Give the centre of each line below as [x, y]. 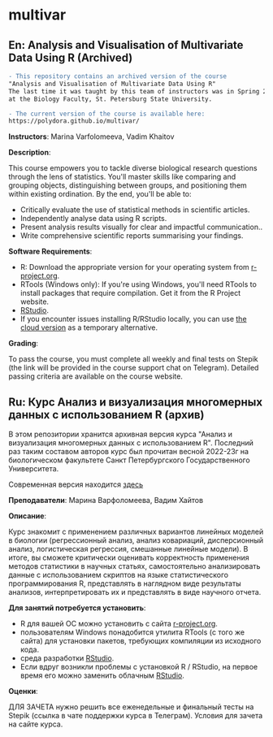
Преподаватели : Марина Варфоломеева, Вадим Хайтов [106, 501]
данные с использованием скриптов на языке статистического [119, 575]
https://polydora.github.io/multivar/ [74, 121]
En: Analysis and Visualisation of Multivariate [126, 45]
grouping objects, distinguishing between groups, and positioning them [128, 185]
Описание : [28, 516]
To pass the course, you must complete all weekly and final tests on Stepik [133, 359]
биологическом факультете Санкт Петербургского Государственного [129, 460]
